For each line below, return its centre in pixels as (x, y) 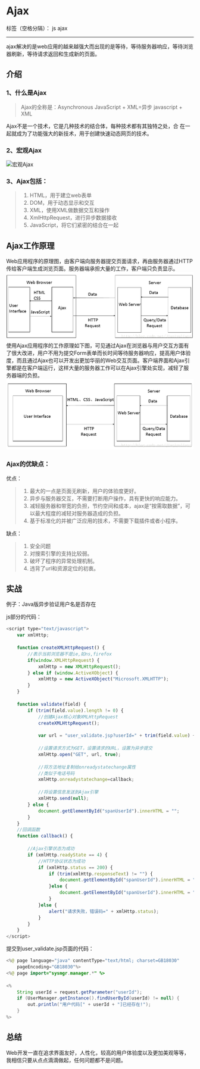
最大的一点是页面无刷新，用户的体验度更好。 (85, 491)
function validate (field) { (51, 704)
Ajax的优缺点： (28, 464)
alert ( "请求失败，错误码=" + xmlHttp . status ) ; (104, 911)
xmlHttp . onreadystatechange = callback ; (86, 780)
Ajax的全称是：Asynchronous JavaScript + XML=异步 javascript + (101, 107)
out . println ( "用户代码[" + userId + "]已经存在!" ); (89, 1005)
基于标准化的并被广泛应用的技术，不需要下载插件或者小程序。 (105, 521)
